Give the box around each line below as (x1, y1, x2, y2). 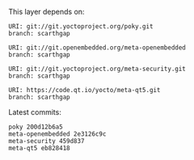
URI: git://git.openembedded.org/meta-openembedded (8, 44, 186, 52)
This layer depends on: (8, 7, 85, 16)
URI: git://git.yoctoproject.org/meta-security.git (8, 65, 186, 73)
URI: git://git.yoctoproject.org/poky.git (8, 23, 154, 31)
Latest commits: (8, 107, 62, 116)
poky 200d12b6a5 (8, 123, 63, 131)
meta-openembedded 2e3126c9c (8, 130, 107, 138)
